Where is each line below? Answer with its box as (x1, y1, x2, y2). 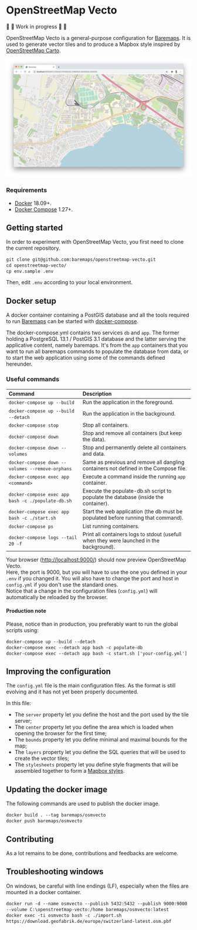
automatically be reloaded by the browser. (6, 594, 108, 601)
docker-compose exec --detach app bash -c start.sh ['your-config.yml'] (6, 650, 188, 656)
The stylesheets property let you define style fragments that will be (14, 761, 179, 768)
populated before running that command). (82, 514, 184, 522)
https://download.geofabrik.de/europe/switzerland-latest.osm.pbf (6, 918, 172, 924)
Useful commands (6, 375, 60, 383)
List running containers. (82, 522, 140, 530)
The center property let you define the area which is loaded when (14, 723, 174, 730)
